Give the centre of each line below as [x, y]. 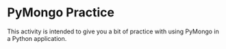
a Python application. [37, 38]
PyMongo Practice [61, 13]
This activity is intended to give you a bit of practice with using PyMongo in [113, 31]
